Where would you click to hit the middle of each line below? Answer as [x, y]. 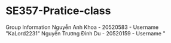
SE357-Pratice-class [58, 11]
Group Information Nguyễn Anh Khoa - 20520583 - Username [82, 27]
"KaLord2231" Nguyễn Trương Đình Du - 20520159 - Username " [85, 33]
